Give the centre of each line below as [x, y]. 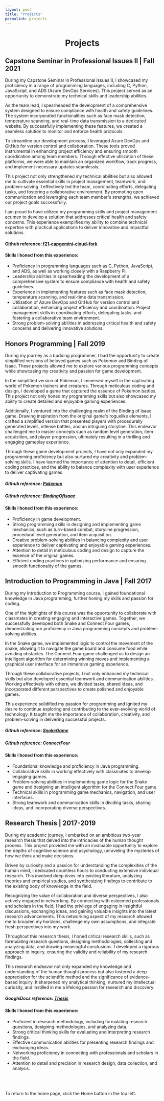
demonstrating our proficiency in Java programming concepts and [72, 628]
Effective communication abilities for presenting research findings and [83, 1042]
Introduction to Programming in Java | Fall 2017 [78, 581]
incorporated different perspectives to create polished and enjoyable [74, 689]
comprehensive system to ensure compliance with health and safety [81, 281]
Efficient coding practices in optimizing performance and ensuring [79, 560]
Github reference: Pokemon [34, 483]
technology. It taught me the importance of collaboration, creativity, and [78, 714]
